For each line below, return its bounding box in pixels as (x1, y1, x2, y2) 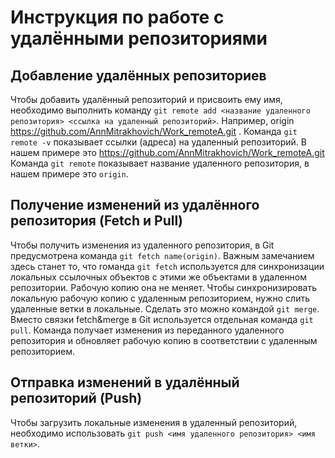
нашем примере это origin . (10, 168, 129, 180)
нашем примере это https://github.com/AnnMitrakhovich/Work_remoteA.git (10, 147, 325, 158)
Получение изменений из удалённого (10, 197, 260, 214)
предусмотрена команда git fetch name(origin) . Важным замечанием (10, 249, 315, 261)
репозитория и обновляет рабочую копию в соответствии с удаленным (10, 334, 318, 346)
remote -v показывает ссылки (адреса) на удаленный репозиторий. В (10, 136, 307, 148)
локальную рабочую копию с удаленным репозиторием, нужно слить (10, 292, 310, 304)
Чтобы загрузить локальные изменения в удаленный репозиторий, (10, 416, 298, 428)
